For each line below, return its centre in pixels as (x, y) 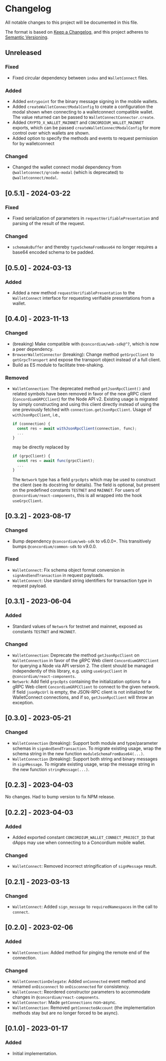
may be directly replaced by (41, 447)
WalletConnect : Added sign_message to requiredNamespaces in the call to (85, 907)
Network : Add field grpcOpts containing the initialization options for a (82, 681)
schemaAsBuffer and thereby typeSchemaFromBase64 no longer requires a (85, 247)
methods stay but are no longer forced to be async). (65, 1013)
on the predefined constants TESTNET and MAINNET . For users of (76, 490)
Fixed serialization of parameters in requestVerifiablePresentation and (85, 218)
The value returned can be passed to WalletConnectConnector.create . (83, 117)
